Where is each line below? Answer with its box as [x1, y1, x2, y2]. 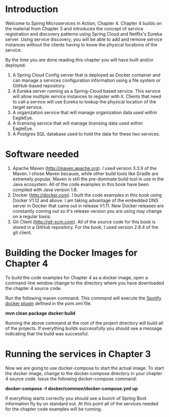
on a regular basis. [12, 213, 51, 219]
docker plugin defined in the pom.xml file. [5, 300, 92, 306]
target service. [12, 104, 43, 110]
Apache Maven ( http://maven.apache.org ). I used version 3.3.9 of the [12, 165, 157, 171]
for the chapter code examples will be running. [5, 406, 102, 412]
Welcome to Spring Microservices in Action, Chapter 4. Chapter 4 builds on [5, 20, 162, 26]
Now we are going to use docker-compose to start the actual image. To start [5, 365, 164, 371]
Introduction [5, 4, 59, 15]
